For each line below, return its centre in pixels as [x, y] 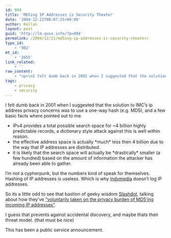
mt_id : [12, 52]
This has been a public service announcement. [54, 230]
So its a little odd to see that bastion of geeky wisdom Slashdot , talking [79, 194]
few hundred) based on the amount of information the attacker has [82, 158]
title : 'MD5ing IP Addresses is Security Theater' [60, 15]
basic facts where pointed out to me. [44, 115]
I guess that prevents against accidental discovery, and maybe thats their [82, 215]
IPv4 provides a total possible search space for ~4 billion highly [79, 126]
